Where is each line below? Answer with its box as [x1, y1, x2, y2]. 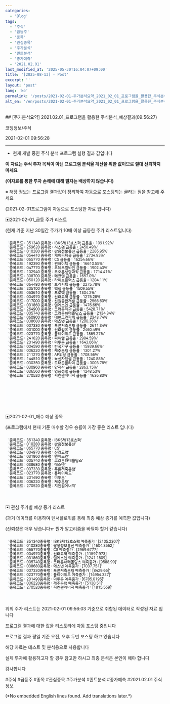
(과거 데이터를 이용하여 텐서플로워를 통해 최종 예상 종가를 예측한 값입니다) [5, 515, 150, 521]
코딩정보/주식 [5, 124, 32, 131]
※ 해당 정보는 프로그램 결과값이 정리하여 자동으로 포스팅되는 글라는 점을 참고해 [5, 189, 159, 195]
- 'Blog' [10, 13, 28, 19]
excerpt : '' [5, 77, 30, 83]
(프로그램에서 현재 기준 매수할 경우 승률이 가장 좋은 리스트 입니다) [5, 424, 134, 430]
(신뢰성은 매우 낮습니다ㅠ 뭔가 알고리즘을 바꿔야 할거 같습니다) [5, 525, 127, 532]
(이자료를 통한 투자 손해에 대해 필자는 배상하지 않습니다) [5, 178, 114, 184]
